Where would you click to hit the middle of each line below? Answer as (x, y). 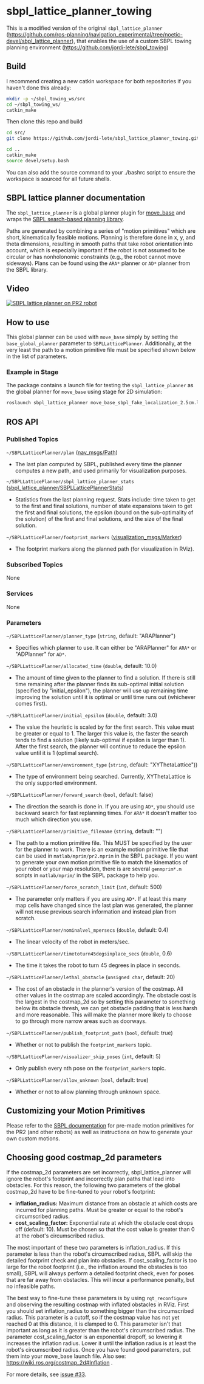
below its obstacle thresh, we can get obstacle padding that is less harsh (106, 1008)
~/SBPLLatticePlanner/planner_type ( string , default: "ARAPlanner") (91, 636)
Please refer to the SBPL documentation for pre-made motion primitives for (100, 1125)
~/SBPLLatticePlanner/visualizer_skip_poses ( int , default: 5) (83, 1056)
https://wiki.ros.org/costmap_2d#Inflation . (59, 1362)
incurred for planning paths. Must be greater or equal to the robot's (99, 1210)
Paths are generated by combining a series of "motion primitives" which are (101, 231)
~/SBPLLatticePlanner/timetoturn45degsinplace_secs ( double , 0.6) (89, 953)
